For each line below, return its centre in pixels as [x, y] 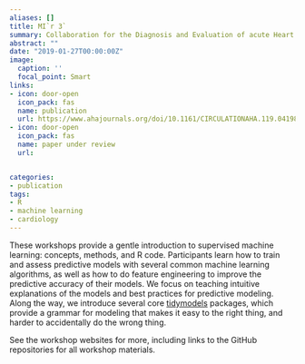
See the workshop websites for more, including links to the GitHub [133, 339]
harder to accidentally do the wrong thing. [88, 322]
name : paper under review [67, 144]
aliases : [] [32, 18]
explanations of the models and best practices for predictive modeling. [142, 293]
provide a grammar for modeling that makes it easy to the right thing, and [146, 312]
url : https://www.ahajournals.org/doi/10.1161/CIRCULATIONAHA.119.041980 [160, 119]
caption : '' [40, 69]
